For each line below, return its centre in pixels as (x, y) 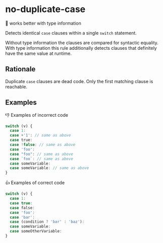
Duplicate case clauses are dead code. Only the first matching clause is (79, 81)
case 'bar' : (22, 217)
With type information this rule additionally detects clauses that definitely (81, 48)
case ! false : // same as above (43, 145)
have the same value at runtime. (39, 53)
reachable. (16, 87)
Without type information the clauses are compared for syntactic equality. (82, 43)
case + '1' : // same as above (40, 135)
